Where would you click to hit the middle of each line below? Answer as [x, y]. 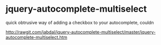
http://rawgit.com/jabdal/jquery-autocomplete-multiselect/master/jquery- [81, 32]
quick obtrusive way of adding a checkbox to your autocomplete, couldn [80, 22]
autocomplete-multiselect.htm [37, 37]
